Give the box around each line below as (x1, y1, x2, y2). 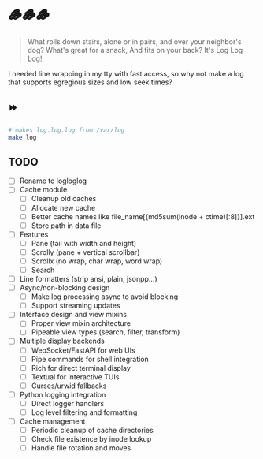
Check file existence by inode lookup (31, 435, 152, 444)
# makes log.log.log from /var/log (8, 126, 125, 134)
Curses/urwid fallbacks (31, 381, 107, 390)
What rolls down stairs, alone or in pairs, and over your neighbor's (27, 36, 242, 47)
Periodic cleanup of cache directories (31, 426, 154, 435)
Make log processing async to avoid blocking (31, 292, 179, 301)
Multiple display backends (19, 336, 105, 346)
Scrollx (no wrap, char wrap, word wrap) (31, 256, 163, 266)
